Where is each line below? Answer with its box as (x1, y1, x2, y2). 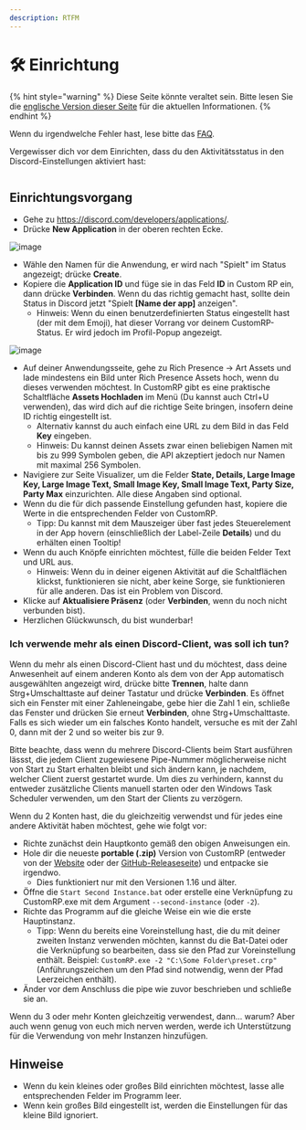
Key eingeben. (36, 430, 92, 441)
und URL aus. (22, 556, 74, 567)
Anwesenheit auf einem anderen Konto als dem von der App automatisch (9, 668, 285, 679)
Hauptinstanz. (22, 915, 76, 926)
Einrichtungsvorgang (9, 189, 133, 206)
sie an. (22, 993, 48, 1004)
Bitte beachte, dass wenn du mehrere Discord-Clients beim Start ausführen (9, 744, 293, 755)
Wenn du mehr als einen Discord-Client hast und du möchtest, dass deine (9, 659, 288, 670)
